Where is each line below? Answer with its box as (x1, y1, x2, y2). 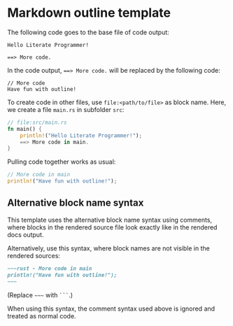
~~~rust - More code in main (7, 264, 92, 272)
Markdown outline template (7, 5, 171, 21)
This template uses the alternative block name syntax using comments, (7, 215, 212, 224)
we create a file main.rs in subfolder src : (7, 105, 125, 113)
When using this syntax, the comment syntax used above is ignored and (7, 304, 216, 313)
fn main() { (7, 125, 42, 132)
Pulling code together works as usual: (7, 157, 116, 166)
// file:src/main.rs (7, 119, 68, 126)
